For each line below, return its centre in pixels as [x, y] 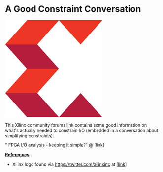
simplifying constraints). [30, 135]
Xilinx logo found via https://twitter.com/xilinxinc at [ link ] [69, 164]
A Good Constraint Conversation [73, 9]
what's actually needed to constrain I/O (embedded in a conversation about [82, 130]
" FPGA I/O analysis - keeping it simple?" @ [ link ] [55, 145]
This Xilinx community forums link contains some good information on [76, 125]
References [17, 154]
